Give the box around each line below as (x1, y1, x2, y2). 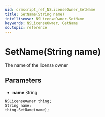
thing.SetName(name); (5, 107, 50, 112)
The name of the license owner (5, 62, 68, 68)
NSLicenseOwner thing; (5, 98, 52, 104)
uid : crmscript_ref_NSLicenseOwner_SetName (5, 7, 96, 12)
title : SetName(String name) (5, 12, 65, 17)
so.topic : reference (5, 25, 48, 30)
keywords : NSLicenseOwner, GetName (5, 20, 78, 26)
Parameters (5, 77, 42, 85)
